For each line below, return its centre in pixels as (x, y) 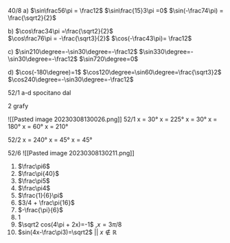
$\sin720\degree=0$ (109, 59)
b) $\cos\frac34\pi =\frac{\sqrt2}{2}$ (61, 31)
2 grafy (18, 106)
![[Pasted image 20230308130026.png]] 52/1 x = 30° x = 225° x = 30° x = (113, 119)
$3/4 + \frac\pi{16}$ (46, 203)
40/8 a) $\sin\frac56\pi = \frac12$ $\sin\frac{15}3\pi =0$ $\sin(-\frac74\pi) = (116, 11)
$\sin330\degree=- (166, 52)
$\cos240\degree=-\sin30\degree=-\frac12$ (71, 79)
